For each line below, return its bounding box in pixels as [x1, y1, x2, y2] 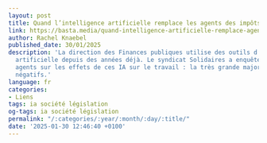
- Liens [8, 93, 34, 101]
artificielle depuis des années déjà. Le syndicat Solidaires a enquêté [15, 56, 261, 64]
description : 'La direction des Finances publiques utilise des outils [8, 48, 250, 56]
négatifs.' [15, 71, 52, 79]
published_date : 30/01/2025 [8, 41, 102, 49]
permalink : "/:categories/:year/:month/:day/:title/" [8, 115, 191, 123]
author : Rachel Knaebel [8, 33, 87, 42]
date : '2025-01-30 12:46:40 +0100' [8, 122, 126, 130]
